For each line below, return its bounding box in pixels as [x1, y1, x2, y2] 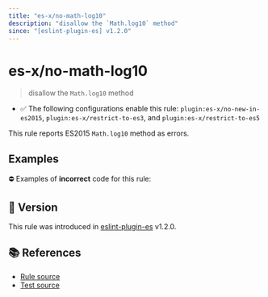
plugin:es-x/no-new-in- [180, 106, 261, 114]
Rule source [19, 271, 61, 281]
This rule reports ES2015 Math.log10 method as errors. [8, 128, 190, 138]
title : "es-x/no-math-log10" [8, 11, 107, 20]
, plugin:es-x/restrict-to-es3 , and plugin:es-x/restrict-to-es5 [41, 113, 260, 123]
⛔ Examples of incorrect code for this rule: [8, 174, 152, 184]
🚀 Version [8, 200, 58, 214]
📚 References [8, 246, 82, 260]
